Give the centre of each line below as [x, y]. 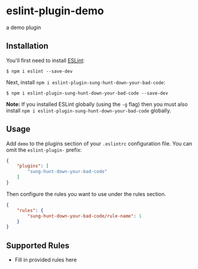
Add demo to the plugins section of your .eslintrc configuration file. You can [99, 143]
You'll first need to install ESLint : [45, 60]
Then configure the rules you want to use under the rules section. [86, 194]
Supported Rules [38, 246]
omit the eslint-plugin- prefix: [44, 150]
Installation [27, 46]
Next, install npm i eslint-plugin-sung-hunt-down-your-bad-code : [86, 82]
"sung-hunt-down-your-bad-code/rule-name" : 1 [85, 216]
